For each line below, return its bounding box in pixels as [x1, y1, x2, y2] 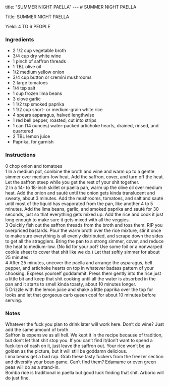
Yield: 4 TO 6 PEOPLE [5, 24, 50, 29]
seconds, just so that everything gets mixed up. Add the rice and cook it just [5, 211, 164, 217]
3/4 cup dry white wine [12, 53, 62, 59]
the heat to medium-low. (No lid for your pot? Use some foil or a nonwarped [5, 244, 163, 250]
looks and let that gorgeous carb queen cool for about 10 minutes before [5, 292, 156, 298]
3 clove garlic [12, 96, 41, 102]
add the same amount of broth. [5, 326, 70, 332]
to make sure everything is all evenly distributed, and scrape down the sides [5, 232, 163, 238]
